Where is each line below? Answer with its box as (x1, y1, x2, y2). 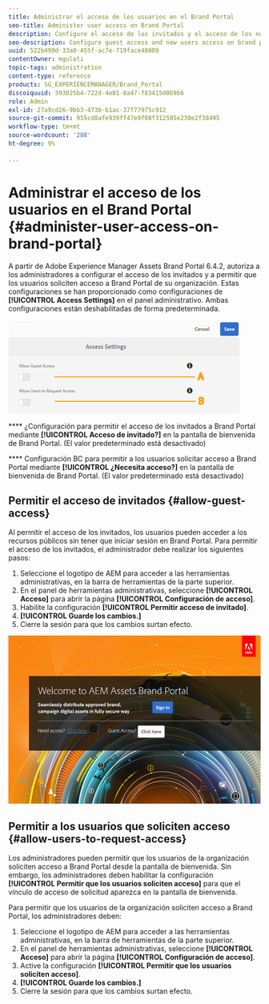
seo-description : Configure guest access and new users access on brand (8, 38, 256, 46)
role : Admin (8, 97, 48, 106)
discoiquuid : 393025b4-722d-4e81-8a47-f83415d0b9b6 (8, 89, 184, 97)
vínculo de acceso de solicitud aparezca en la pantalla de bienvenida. (8, 887, 238, 897)
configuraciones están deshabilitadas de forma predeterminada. (8, 303, 220, 313)
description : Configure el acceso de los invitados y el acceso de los (8, 30, 252, 38)
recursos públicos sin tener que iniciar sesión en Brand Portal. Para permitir (8, 536, 258, 546)
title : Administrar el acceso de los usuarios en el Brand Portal (8, 13, 235, 21)
